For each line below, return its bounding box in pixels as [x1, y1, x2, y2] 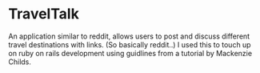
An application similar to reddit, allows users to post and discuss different [8, 31, 250, 41]
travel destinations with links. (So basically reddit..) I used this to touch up [8, 39, 251, 49]
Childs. [8, 57, 32, 67]
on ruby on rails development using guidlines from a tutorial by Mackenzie [8, 48, 253, 58]
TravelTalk [8, 5, 80, 23]
